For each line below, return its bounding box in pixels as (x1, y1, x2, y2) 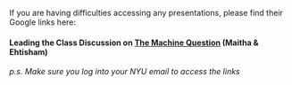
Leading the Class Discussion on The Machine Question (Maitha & (9, 37, 259, 48)
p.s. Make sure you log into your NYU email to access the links (9, 66, 240, 77)
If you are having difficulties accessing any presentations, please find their (9, 8, 284, 18)
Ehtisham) (9, 46, 48, 57)
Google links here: (9, 17, 77, 27)
